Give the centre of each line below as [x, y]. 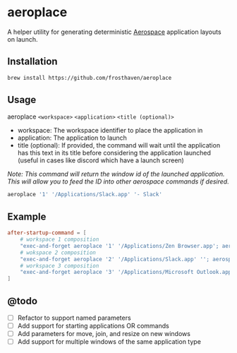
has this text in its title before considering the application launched [114, 153]
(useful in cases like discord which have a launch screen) [101, 160]
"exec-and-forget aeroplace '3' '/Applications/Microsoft [107, 273]
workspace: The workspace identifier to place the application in [110, 131]
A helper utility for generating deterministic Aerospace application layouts [114, 32]
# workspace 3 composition [60, 265]
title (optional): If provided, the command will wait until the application [119, 145]
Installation [32, 62]
